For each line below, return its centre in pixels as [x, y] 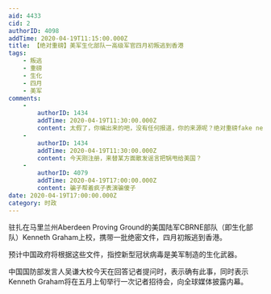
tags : [17, 53]
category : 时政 [33, 203]
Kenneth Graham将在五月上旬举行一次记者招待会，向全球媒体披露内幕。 [128, 281]
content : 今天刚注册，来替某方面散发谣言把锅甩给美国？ [120, 158]
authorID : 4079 [63, 173]
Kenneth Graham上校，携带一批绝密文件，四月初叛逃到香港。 [125, 237]
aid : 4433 [25, 16]
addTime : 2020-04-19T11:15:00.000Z [68, 38]
